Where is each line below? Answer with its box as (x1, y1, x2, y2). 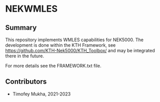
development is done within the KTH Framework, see (5, 42, 116, 48)
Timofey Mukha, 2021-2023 (12, 91, 71, 97)
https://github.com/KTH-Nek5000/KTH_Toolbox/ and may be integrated (5, 48, 155, 53)
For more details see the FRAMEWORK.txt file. (5, 63, 102, 69)
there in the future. (5, 53, 45, 59)
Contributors (5, 77, 47, 86)
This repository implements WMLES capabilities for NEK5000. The (5, 37, 144, 43)
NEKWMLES (5, 3, 58, 15)
